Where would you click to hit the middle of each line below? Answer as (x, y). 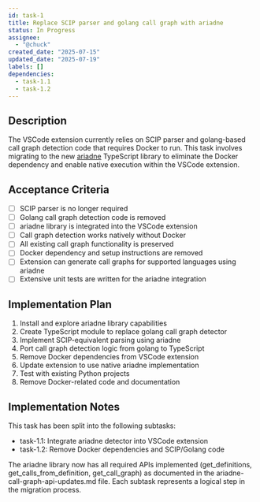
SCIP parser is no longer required (74, 208)
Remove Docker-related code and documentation (100, 382)
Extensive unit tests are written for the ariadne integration (113, 279)
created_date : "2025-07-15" (54, 52)
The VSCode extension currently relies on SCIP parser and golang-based (127, 139)
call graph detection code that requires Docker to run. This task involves (125, 148)
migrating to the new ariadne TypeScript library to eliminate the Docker (123, 156)
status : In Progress (42, 30)
